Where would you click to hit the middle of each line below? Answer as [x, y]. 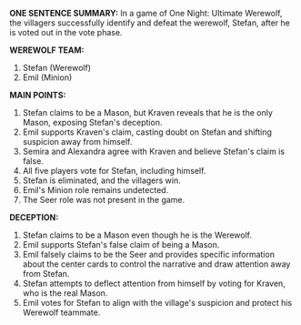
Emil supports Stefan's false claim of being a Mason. [121, 244]
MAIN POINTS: [38, 95]
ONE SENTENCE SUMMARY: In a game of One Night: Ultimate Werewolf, [146, 13]
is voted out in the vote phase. [66, 32]
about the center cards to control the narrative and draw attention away [156, 264]
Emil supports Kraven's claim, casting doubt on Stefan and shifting [147, 132]
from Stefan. [46, 274]
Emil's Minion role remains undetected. [95, 190]
